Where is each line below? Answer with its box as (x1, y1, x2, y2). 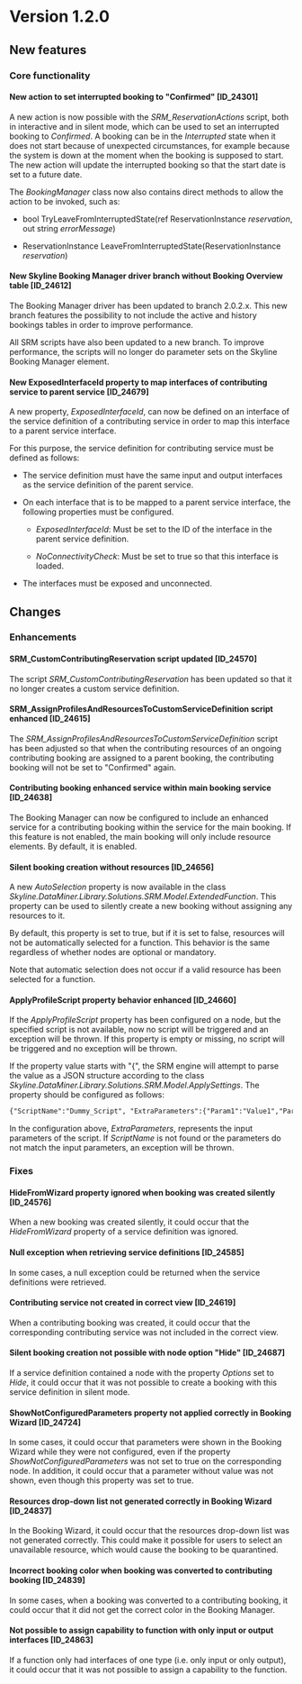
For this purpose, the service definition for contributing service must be (9, 443, 274, 454)
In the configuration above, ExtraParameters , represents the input (9, 1124, 253, 1134)
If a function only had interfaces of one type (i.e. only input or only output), (9, 1654, 287, 1665)
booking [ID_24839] (9, 1575, 85, 1586)
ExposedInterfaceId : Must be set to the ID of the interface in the (35, 524, 272, 535)
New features (9, 42, 87, 58)
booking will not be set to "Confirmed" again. (9, 761, 177, 772)
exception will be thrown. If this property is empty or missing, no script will (9, 1033, 285, 1044)
